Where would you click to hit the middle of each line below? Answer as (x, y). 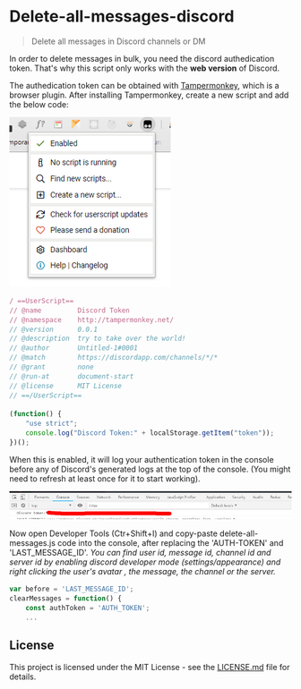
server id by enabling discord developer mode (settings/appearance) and (145, 562)
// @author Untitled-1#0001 (74, 348)
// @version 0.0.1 (54, 329)
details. (23, 676)
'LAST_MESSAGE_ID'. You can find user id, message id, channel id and (140, 553)
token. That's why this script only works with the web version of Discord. (145, 68)
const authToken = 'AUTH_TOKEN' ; (88, 608)
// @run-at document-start (72, 376)
